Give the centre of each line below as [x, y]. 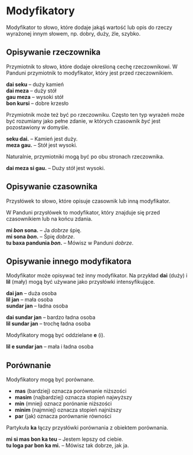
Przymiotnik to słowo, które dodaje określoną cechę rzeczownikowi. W [92, 66]
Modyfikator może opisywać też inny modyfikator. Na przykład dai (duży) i [97, 275]
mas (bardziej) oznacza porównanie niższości [71, 391]
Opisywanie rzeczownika [53, 52]
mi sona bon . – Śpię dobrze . [40, 236]
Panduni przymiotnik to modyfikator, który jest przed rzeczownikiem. [90, 73]
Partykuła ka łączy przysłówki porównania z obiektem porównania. [87, 428]
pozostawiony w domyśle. [38, 127]
